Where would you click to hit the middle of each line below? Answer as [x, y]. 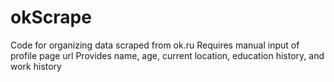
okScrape [51, 17]
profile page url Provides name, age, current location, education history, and [167, 55]
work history [36, 66]
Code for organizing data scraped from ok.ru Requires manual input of [155, 45]
